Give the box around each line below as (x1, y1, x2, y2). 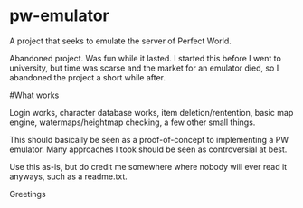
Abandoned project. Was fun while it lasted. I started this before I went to (9, 52, 282, 63)
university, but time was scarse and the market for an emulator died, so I (9, 62, 279, 73)
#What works (9, 90, 60, 100)
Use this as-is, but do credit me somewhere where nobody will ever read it (9, 161, 288, 172)
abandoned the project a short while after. (9, 71, 166, 82)
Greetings (9, 188, 47, 199)
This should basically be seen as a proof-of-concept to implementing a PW (9, 134, 289, 145)
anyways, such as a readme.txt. (9, 171, 128, 182)
